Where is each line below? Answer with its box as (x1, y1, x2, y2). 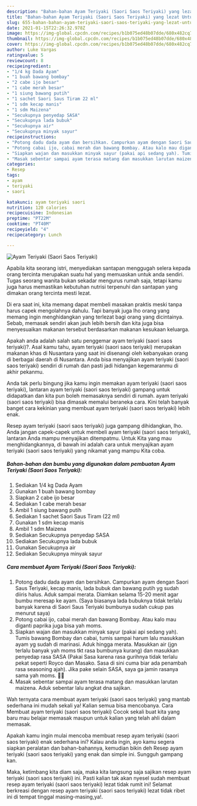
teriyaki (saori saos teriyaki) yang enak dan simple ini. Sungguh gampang (6, 750, 184, 757)
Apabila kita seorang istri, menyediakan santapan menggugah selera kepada (6, 265, 191, 272)
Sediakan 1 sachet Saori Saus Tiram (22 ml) (15, 513, 120, 520)
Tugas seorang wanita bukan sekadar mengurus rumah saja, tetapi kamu (6, 277, 182, 284)
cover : (6, 42, 23, 48)
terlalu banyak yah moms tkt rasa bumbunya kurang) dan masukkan (15, 646, 179, 654)
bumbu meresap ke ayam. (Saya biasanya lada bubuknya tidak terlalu (15, 597, 182, 604)
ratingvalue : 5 (6, 52, 44, 58)
